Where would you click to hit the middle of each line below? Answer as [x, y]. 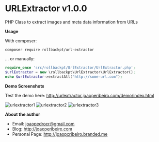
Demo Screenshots [25, 86]
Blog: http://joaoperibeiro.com [42, 129]
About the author [23, 114]
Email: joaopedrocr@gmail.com [43, 124]
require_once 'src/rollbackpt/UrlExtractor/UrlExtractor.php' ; [70, 68]
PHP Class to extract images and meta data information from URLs [72, 22]
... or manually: [20, 58]
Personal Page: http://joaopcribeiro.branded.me [60, 134]
